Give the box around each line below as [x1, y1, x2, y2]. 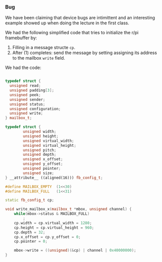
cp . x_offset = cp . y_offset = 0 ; [14, 234, 81, 239]
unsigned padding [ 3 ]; [9, 88, 54, 93]
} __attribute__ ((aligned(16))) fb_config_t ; [5, 175, 103, 180]
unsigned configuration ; [9, 106, 61, 111]
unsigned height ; [23, 133, 58, 138]
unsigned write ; [9, 111, 43, 116]
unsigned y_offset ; [23, 161, 63, 167]
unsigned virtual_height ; [23, 143, 77, 148]
